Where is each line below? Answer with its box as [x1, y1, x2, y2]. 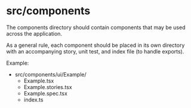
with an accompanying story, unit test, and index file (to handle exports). [6, 47, 184, 55]
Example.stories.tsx [23, 83, 73, 90]
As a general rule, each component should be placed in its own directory [6, 42, 185, 49]
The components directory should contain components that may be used [6, 24, 186, 31]
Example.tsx [23, 77, 54, 84]
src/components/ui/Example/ [14, 71, 87, 78]
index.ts [23, 96, 44, 103]
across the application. [6, 30, 63, 37]
